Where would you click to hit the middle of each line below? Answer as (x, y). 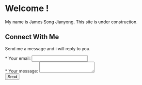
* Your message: (22, 71)
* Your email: (18, 58)
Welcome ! (27, 8)
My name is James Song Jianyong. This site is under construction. (71, 22)
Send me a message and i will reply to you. (48, 48)
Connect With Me (32, 37)
